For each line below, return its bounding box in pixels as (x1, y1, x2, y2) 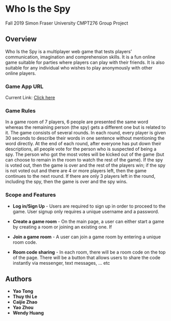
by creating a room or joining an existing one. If (12, 223, 112, 230)
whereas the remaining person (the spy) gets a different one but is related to (5, 124, 166, 130)
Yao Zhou (12, 305, 34, 311)
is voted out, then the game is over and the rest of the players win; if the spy (5, 162, 166, 169)
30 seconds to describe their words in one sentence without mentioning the (5, 135, 165, 141)
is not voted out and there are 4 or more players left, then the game (5, 168, 147, 174)
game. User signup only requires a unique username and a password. (12, 208, 159, 215)
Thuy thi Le (12, 293, 37, 300)
